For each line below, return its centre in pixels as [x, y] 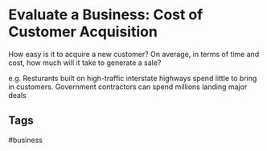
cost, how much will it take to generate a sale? [85, 63]
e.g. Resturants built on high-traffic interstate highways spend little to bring [133, 78]
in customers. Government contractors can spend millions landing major [128, 87]
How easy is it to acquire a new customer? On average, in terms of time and [134, 54]
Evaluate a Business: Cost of [106, 15]
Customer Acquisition [83, 32]
